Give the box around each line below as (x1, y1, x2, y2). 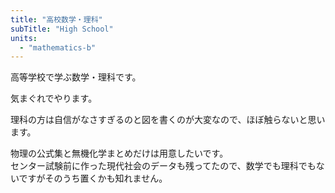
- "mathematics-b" (19, 42, 97, 53)
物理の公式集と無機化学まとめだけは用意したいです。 (10, 147, 229, 160)
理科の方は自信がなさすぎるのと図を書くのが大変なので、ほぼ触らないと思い (10, 114, 326, 126)
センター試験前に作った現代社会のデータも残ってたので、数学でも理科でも (10, 160, 317, 172)
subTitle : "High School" (10, 24, 114, 34)
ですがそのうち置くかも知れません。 (18, 172, 168, 185)
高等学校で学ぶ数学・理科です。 (10, 71, 142, 83)
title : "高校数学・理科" (10, 14, 103, 25)
